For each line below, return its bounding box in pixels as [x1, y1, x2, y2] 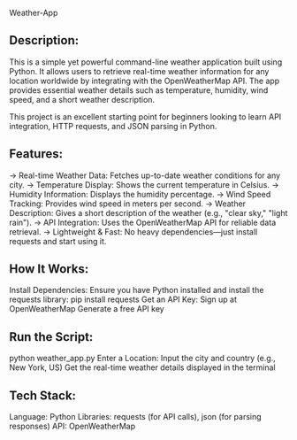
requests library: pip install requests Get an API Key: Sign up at [9, 294, 237, 305]
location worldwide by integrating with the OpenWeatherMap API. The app [9, 75, 280, 86]
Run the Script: [9, 329, 94, 344]
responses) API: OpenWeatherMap [9, 421, 135, 432]
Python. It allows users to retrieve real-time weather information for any [9, 66, 270, 76]
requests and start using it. [9, 235, 107, 246]
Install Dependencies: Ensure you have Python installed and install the [9, 285, 264, 296]
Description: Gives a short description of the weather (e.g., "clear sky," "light [9, 207, 288, 218]
